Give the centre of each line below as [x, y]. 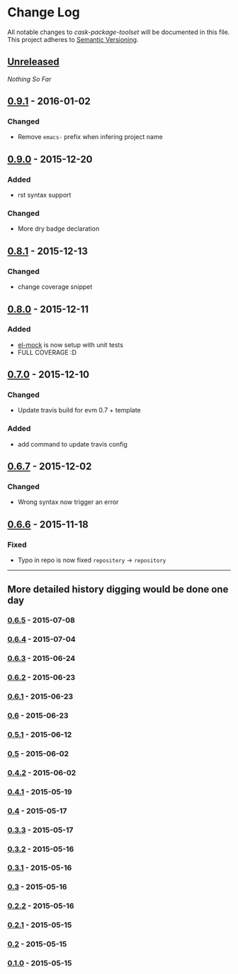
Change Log [44, 12]
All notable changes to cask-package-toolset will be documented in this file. [119, 32]
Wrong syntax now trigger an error [68, 502]
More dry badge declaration [58, 229]
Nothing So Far [29, 79]
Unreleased [34, 62]
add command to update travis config [72, 444]
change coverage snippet [55, 287]
